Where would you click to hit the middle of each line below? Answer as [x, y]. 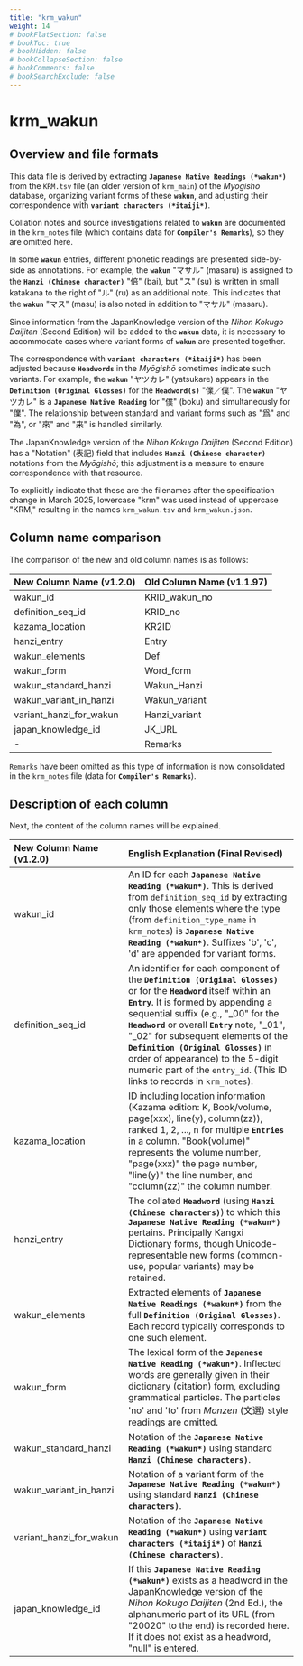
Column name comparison [85, 538]
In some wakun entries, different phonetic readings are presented [129, 259]
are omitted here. [41, 241]
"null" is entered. [163, 1648]
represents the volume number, [194, 1153]
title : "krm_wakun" [46, 18]
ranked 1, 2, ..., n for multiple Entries [206, 1130]
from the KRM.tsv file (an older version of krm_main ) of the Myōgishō [135, 185]
